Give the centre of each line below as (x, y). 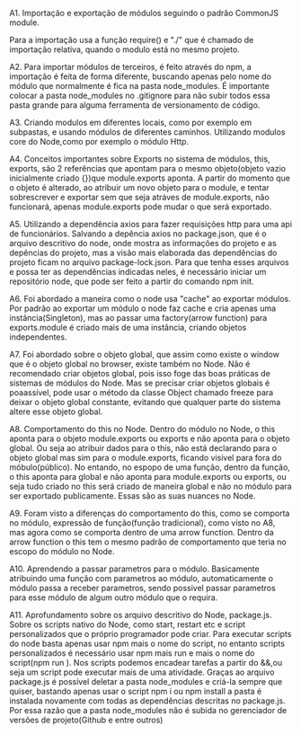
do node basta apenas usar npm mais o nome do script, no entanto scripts (147, 643)
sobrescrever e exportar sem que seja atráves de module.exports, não (139, 197)
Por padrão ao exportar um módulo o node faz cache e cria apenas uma (143, 308)
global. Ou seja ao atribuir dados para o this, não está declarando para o (143, 448)
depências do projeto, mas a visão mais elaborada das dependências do (143, 252)
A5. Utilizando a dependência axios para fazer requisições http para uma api (151, 224)
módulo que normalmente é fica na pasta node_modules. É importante (139, 86)
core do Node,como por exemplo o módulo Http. (99, 141)
